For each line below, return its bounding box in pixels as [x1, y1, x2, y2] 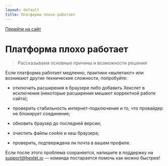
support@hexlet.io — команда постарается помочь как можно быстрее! [5, 155, 160, 161]
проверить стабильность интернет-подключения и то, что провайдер [12, 105, 163, 111]
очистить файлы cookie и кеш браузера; [12, 130, 99, 136]
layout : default [5, 7, 39, 13]
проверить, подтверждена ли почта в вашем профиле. [12, 140, 131, 146]
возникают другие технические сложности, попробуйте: [5, 75, 128, 81]
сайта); [12, 96, 28, 102]
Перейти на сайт [5, 26, 41, 32]
